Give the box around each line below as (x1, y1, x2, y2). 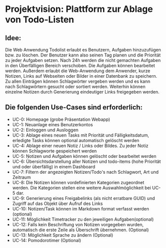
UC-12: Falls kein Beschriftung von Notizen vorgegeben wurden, (12, 221, 144, 227)
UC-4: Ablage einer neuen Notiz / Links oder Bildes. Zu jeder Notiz (12, 143, 149, 149)
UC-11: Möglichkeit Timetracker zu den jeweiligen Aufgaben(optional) (12, 216, 154, 222)
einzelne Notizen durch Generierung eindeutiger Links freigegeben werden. (5, 89, 160, 95)
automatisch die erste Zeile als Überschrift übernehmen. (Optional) (12, 227, 149, 233)
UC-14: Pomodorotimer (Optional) (12, 237, 81, 243)
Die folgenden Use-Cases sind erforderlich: (5, 103, 143, 112)
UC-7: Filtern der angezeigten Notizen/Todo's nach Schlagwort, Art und (12, 169, 159, 175)
